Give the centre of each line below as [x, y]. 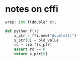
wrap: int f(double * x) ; [31, 22]
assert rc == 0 [30, 49]
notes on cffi [32, 9]
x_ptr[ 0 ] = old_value [36, 40]
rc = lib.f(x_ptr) [33, 45]
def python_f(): [22, 31]
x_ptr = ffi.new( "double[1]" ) [45, 35]
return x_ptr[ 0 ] [31, 54]
